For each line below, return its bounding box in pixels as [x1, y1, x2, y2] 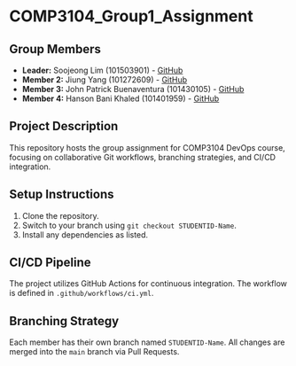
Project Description [9, 119, 119, 134]
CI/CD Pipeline [9, 255, 91, 270]
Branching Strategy [9, 313, 120, 329]
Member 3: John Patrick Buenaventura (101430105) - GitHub [21, 84, 245, 94]
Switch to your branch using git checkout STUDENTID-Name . [21, 220, 237, 230]
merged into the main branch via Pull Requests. [9, 347, 180, 357]
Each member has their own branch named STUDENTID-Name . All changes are [9, 337, 285, 347]
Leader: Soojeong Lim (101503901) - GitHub [21, 65, 183, 75]
